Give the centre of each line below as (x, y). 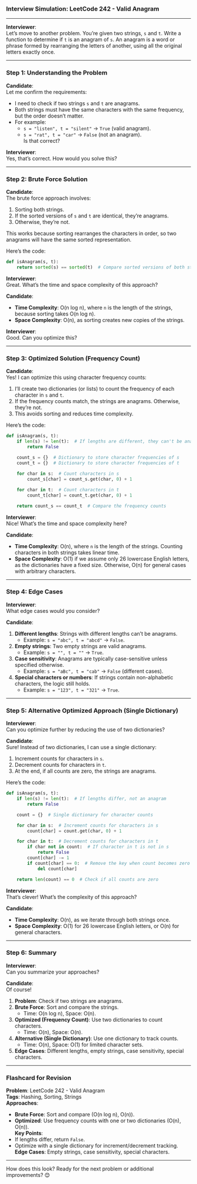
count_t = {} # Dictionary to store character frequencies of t (98, 463)
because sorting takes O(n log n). (55, 314)
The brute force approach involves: (49, 198)
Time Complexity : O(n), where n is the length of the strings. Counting (98, 546)
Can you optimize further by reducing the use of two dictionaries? (86, 730)
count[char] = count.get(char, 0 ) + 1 (74, 831)
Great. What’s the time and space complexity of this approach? (82, 284)
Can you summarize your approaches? (53, 972)
